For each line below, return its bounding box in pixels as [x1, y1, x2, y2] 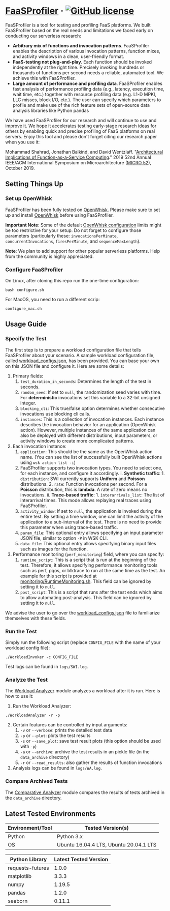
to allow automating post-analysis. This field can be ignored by [20, 594, 152, 600]
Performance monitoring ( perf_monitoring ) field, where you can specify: [12, 551, 164, 557]
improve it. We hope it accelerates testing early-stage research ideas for [5, 123, 157, 129]
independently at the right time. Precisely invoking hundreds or [12, 64, 145, 70]
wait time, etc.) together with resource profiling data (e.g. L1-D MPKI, [12, 91, 156, 97]
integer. [20, 400, 37, 406]
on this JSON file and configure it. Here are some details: [5, 363, 124, 369]
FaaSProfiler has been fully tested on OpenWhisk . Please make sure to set [5, 207, 160, 213]
